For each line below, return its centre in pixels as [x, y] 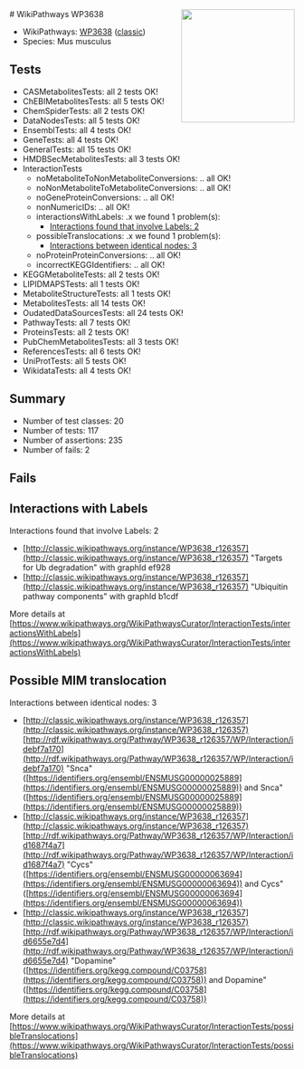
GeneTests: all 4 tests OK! [71, 139]
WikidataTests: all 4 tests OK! [76, 370]
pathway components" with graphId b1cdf [100, 596]
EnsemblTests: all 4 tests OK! [77, 129]
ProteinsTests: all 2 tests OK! [76, 332]
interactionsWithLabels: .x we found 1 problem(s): [128, 216]
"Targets [266, 558]
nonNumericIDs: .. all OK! [83, 206]
